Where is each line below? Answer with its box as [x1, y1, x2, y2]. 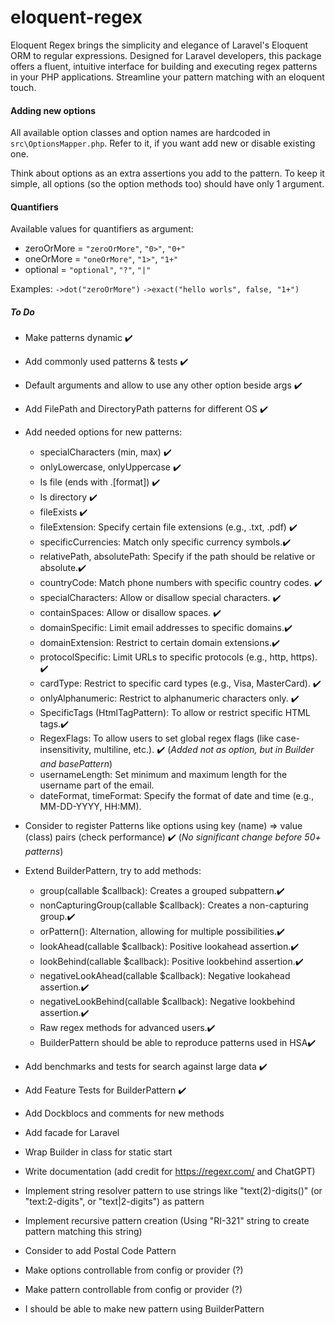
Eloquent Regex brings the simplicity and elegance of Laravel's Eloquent [10, 39, 309, 51]
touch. [10, 81, 37, 93]
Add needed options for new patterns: [24, 426, 183, 438]
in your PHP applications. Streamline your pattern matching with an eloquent [10, 71, 325, 83]
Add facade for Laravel [24, 1127, 120, 1139]
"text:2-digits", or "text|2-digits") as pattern [24, 1196, 205, 1208]
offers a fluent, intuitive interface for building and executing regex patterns [10, 60, 318, 72]
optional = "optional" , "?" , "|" [24, 264, 152, 276]
